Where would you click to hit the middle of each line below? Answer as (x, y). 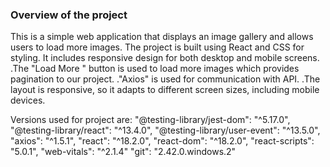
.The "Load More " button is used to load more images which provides (155, 69)
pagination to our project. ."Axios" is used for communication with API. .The (165, 79)
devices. (28, 100)
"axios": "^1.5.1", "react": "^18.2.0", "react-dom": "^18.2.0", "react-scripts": (162, 141)
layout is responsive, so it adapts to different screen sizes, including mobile (165, 90)
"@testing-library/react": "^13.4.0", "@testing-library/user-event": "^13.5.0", (165, 130)
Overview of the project (69, 15)
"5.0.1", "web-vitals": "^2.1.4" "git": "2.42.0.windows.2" (123, 152)
